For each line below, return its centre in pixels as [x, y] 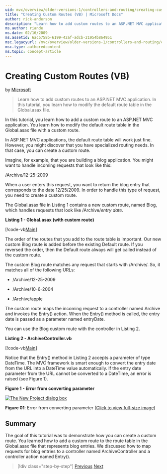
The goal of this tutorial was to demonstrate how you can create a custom [81, 436]
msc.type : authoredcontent [33, 47]
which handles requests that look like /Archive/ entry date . [64, 210]
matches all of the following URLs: [40, 270]
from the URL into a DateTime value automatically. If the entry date [73, 368]
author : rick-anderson [29, 19]
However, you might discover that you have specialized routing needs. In [80, 145]
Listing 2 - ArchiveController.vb [39, 339]
